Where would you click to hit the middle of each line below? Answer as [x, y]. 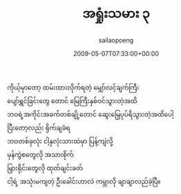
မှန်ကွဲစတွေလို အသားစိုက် [40, 155]
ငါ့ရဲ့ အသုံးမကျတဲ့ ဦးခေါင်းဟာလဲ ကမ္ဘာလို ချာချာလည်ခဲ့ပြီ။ [84, 181]
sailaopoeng [116, 40]
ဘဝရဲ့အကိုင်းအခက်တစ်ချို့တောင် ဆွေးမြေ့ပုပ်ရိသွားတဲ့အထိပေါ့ [90, 114]
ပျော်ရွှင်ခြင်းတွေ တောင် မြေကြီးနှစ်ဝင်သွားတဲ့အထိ [72, 100]
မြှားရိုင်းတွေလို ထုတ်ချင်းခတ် [45, 168]
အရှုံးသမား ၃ [116, 14]
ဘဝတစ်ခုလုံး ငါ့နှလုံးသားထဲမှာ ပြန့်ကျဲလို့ [60, 141]
